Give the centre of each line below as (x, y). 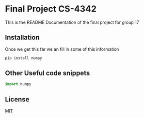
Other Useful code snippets (48, 73)
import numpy (18, 84)
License (17, 99)
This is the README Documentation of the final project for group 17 (72, 22)
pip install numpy (24, 58)
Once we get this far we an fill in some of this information (62, 49)
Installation (22, 37)
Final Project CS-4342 (51, 9)
